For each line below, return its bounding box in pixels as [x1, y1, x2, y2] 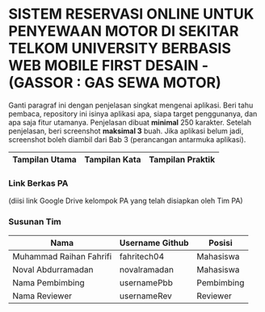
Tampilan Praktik [149, 154, 216, 165]
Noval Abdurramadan [12, 264, 95, 275]
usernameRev [120, 290, 172, 301]
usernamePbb [120, 276, 174, 288]
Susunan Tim [8, 216, 62, 227]
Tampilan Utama [12, 154, 77, 165]
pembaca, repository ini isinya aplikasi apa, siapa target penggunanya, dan [8, 108, 258, 118]
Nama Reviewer [12, 290, 73, 301]
